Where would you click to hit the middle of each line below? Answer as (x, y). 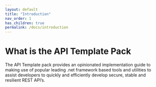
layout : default (21, 9)
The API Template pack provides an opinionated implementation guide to (78, 65)
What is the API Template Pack (68, 51)
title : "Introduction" (28, 14)
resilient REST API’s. (25, 80)
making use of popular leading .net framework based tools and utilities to (78, 70)
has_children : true (25, 23)
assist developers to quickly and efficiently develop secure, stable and (76, 75)
